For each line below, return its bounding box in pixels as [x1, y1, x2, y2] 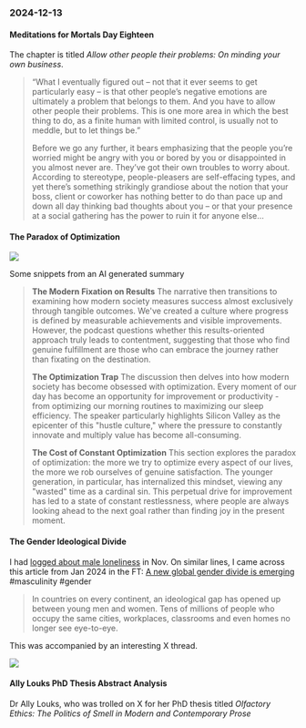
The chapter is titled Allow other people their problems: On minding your [9, 49, 280, 60]
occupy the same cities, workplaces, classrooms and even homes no [31, 612, 291, 623]
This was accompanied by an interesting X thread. [9, 640, 199, 651]
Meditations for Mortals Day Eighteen [9, 29, 155, 40]
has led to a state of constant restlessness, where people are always [31, 496, 290, 507]
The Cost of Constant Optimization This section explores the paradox [31, 447, 297, 458]
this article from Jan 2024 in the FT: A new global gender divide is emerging [9, 566, 295, 577]
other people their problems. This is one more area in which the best [31, 106, 289, 117]
